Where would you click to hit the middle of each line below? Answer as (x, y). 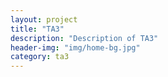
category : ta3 (40, 57)
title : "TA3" (37, 29)
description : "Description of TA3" (84, 38)
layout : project (44, 19)
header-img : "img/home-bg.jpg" (75, 47)
